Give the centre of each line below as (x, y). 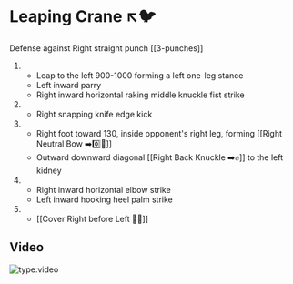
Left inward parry (69, 85)
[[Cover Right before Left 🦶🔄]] (92, 218)
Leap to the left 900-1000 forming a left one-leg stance (140, 75)
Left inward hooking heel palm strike (104, 199)
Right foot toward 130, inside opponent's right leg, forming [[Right (159, 133)
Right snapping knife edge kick (94, 114)
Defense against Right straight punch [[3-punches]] (106, 48)
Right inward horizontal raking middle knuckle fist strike (140, 95)
